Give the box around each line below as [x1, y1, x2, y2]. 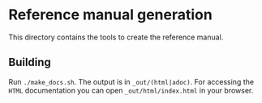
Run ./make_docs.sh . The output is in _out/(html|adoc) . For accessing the [8, 76, 254, 86]
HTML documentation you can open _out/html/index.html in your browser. [8, 85, 254, 95]
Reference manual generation [8, 6, 213, 24]
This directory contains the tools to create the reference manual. [8, 32, 224, 42]
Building [8, 56, 51, 69]
